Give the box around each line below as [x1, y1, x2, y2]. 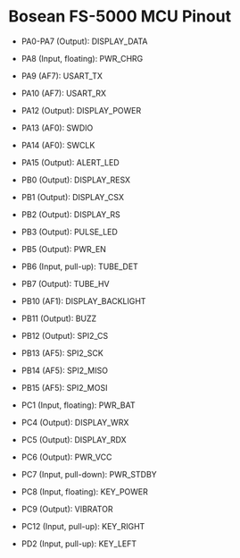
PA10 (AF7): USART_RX [21, 88, 107, 98]
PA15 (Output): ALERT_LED [21, 156, 120, 167]
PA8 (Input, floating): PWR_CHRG [21, 53, 144, 63]
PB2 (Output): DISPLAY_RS [21, 208, 121, 220]
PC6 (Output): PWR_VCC [21, 452, 112, 462]
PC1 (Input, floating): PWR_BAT [21, 400, 136, 410]
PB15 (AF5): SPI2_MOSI [21, 382, 108, 393]
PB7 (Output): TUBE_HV [21, 278, 110, 289]
